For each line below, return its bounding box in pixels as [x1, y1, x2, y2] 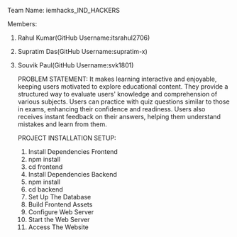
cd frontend [28, 162, 63, 171]
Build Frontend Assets [28, 200, 93, 209]
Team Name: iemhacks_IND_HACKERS [7, 6, 121, 14]
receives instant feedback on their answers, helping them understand [17, 113, 221, 121]
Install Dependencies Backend [28, 170, 117, 178]
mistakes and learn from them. [17, 120, 108, 128]
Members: [7, 20, 38, 28]
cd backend [28, 185, 64, 194]
